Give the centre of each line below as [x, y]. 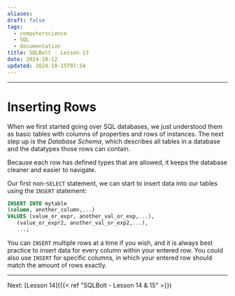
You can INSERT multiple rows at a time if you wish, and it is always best [110, 243]
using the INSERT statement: [47, 190]
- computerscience [41, 33]
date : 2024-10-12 [33, 59]
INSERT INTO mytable [37, 204]
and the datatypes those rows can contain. [69, 148]
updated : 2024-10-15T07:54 [47, 66]
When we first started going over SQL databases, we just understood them [115, 126]
